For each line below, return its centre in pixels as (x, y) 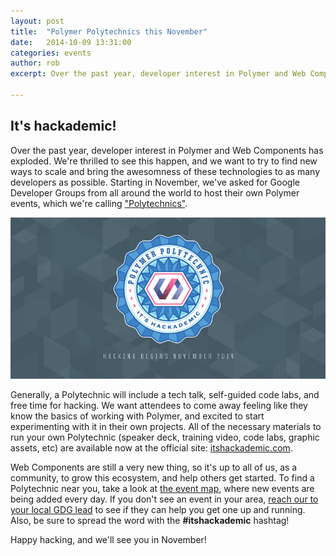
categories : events (51, 53)
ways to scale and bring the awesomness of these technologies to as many (165, 171)
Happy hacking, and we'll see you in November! (108, 539)
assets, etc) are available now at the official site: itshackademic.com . (151, 447)
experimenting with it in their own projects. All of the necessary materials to (166, 426)
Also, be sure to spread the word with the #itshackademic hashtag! (150, 520)
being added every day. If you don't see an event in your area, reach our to (164, 499)
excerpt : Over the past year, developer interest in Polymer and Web (158, 74)
